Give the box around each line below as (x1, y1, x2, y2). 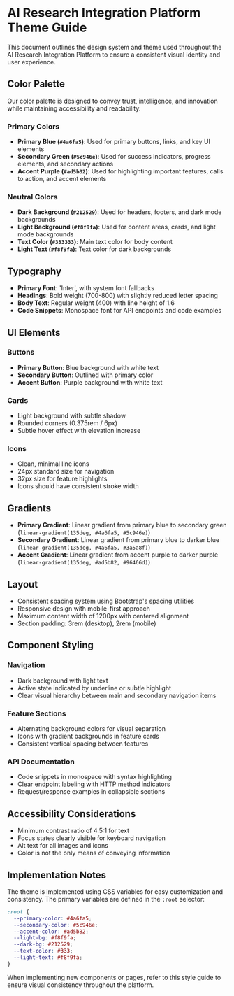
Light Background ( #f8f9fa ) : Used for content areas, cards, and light (17, 222, 217, 232)
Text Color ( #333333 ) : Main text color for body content (17, 238, 173, 246)
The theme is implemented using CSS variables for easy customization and (7, 887, 224, 896)
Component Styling (7, 639, 94, 651)
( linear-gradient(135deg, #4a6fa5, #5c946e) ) (17, 528, 151, 536)
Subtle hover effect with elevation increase (17, 427, 141, 435)
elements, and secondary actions (17, 159, 114, 169)
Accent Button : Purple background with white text (17, 378, 163, 386)
